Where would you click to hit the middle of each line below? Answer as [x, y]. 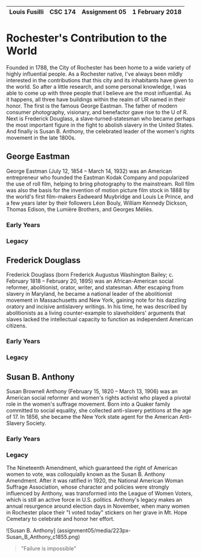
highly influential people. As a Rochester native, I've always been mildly [94, 74]
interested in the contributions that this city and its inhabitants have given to [100, 80]
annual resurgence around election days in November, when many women [98, 506]
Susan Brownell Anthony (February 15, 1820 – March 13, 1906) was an [92, 391]
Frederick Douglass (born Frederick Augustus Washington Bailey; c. [90, 275]
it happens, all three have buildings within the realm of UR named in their [96, 99]
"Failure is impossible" [49, 549]
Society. [36, 423]
